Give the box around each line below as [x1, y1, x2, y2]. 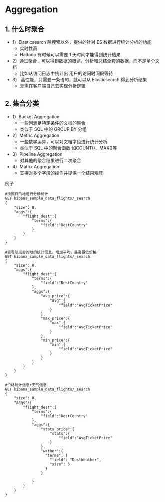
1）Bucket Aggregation [12, 113, 60, 119]
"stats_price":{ [40, 426, 75, 432]
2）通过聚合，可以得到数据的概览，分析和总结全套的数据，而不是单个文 [12, 58, 160, 64]
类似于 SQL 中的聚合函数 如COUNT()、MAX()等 [19, 145, 117, 151]
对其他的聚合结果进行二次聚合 [19, 157, 81, 163]
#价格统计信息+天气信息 [5, 382, 47, 387]
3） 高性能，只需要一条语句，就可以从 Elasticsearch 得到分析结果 [12, 77, 147, 82]
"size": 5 [49, 461, 70, 467]
